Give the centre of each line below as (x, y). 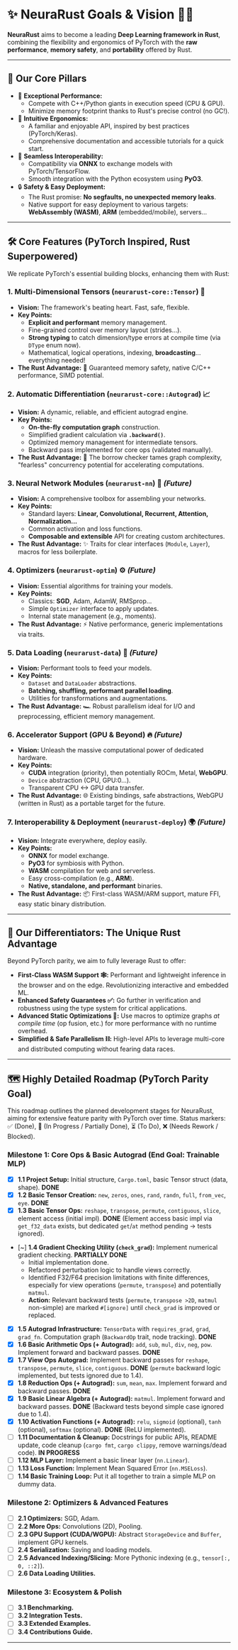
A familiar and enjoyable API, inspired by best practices (109, 126)
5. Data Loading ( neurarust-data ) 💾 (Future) (83, 652)
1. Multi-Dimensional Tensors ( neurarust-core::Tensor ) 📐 (106, 292)
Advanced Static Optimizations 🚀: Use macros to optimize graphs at (118, 1016)
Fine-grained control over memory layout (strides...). (105, 330)
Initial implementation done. (69, 1262)
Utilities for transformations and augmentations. (98, 698)
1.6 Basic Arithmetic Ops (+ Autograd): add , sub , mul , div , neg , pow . (115, 1344)
